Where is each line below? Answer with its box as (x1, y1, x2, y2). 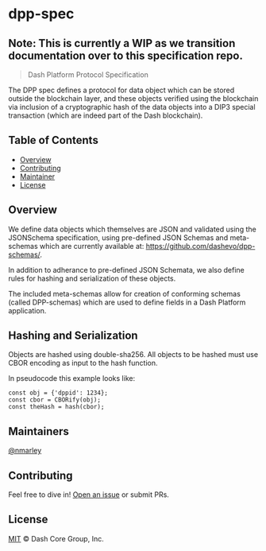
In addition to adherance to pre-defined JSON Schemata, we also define (8, 265, 245, 274)
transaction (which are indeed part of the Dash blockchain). (8, 111, 203, 120)
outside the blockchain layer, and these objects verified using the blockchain (8, 94, 259, 103)
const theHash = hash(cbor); (8, 403, 105, 411)
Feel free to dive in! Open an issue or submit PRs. (8, 490, 169, 499)
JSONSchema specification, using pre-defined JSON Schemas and (8, 232, 229, 243)
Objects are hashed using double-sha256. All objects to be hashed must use (8, 350, 259, 359)
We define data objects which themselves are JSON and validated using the (8, 224, 256, 234)
